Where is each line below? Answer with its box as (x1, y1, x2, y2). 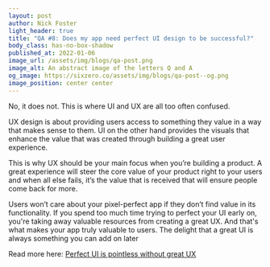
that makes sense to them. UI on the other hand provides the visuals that (8, 125, 250, 135)
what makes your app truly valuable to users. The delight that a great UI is (8, 224, 254, 234)
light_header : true (8, 27, 74, 35)
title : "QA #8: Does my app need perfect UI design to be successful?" (8, 34, 254, 43)
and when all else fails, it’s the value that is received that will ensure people (8, 175, 258, 185)
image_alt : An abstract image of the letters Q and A (8, 64, 193, 72)
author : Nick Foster (8, 19, 78, 27)
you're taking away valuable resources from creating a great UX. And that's (8, 216, 259, 226)
